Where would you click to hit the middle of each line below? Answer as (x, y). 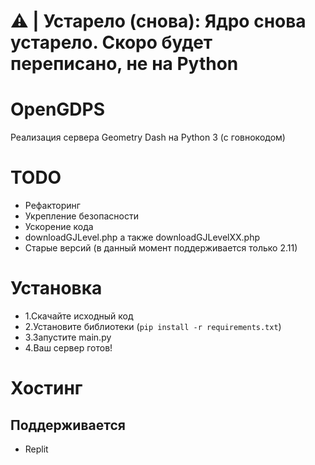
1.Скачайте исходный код (79, 316)
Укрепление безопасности (81, 216)
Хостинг (46, 388)
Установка (56, 288)
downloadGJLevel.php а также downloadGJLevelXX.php (142, 237)
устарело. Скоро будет (111, 42)
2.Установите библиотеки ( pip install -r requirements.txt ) (153, 326)
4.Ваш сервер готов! (68, 348)
